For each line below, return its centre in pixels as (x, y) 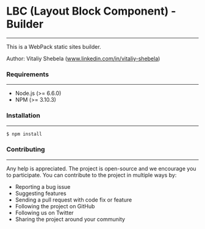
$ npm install (24, 134)
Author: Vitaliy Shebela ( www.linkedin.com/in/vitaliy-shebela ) (83, 58)
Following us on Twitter (45, 213)
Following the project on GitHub (55, 206)
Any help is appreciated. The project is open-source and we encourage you (101, 168)
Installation (23, 116)
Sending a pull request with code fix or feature (74, 200)
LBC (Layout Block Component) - (91, 11)
